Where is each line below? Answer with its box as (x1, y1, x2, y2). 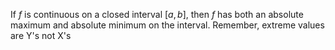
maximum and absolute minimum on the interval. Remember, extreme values (10, 19, 325, 31)
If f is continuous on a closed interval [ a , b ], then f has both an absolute (10, 9, 304, 20)
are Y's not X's (10, 30, 72, 41)
